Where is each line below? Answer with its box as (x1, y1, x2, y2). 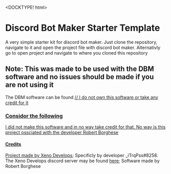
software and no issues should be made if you (5, 72, 154, 81)
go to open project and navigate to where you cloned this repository (5, 49, 148, 56)
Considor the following (5, 112, 63, 119)
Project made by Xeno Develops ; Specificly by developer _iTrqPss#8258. (5, 153, 159, 159)
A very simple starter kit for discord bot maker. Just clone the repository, (5, 39, 158, 45)
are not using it (5, 81, 54, 89)
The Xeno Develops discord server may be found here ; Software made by (5, 158, 160, 164)
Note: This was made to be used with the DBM (5, 65, 154, 73)
